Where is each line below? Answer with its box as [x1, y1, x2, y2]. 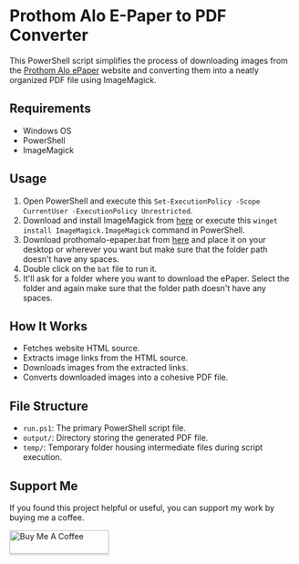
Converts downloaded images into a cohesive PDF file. [22, 371, 229, 383]
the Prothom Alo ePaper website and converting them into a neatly [9, 65, 260, 76]
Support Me [9, 478, 78, 494]
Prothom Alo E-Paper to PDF [9, 5, 227, 26]
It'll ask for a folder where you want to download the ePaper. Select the [22, 273, 290, 284]
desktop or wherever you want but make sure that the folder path [22, 244, 268, 255]
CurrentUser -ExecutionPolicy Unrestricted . [22, 204, 193, 215]
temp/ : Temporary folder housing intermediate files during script [22, 442, 263, 453]
